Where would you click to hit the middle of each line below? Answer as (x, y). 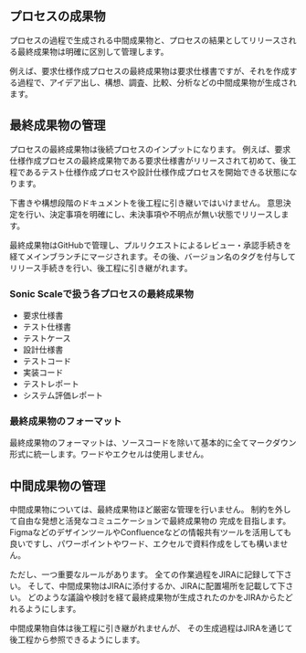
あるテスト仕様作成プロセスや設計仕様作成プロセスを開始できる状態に (157, 172)
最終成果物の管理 (58, 126)
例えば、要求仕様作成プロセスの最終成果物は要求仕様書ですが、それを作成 (149, 70)
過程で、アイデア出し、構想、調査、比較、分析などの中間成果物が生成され (157, 82)
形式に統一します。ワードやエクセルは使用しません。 (109, 454)
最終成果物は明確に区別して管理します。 (93, 51)
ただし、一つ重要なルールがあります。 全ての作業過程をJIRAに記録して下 (147, 574)
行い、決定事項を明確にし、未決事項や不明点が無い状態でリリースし (153, 214)
